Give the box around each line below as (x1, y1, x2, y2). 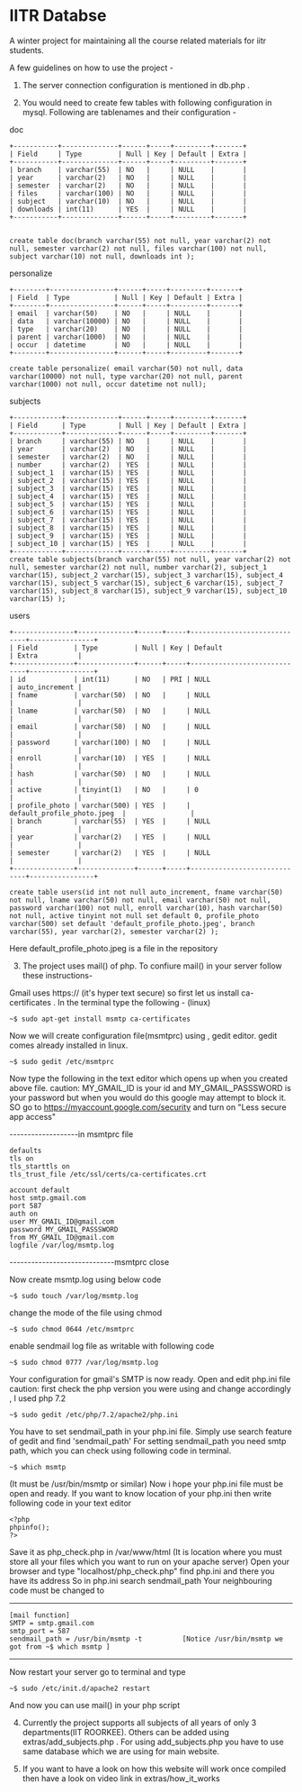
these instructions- (22, 969, 93, 980)
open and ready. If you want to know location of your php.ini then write (9, 1487, 272, 1498)
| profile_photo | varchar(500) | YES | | (9, 801, 191, 810)
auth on (9, 1209, 39, 1218)
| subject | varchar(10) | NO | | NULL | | (9, 196, 247, 205)
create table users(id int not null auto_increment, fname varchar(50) (9, 887, 283, 896)
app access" (9, 1111, 57, 1122)
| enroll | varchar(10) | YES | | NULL (9, 753, 211, 762)
